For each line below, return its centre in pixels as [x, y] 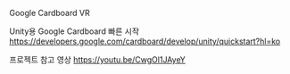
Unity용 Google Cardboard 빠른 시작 [75, 31]
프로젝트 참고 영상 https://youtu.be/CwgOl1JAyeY [97, 60]
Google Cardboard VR [50, 13]
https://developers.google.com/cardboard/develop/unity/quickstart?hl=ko [145, 41]
